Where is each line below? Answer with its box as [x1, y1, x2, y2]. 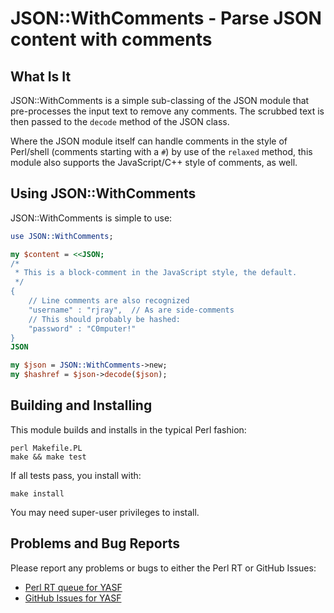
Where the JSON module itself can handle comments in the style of [10, 135, 288, 147]
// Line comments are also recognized [28, 296, 190, 306]
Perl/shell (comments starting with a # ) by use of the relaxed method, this [10, 146, 313, 157]
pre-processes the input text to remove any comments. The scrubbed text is [10, 105, 325, 117]
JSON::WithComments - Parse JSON [10, 7, 322, 30]
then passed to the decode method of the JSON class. [10, 116, 230, 127]
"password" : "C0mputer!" [28, 323, 137, 334]
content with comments [10, 28, 213, 51]
